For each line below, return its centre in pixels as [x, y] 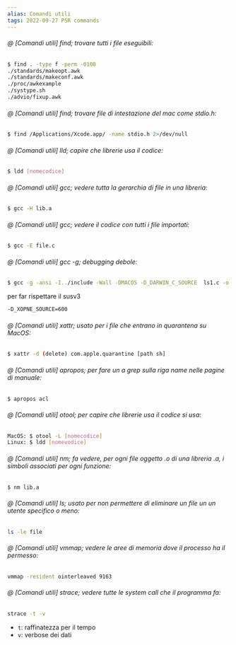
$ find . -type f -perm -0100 [52, 64]
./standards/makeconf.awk [45, 77]
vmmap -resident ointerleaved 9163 [60, 576]
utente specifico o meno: [43, 511]
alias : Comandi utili [39, 14]
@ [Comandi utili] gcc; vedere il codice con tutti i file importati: [99, 224]
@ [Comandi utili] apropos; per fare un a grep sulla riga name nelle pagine [116, 370]
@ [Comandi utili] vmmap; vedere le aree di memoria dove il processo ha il [116, 548]
